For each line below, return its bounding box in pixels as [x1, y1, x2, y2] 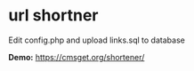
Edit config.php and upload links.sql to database [8, 35, 186, 45]
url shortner [8, 5, 99, 26]
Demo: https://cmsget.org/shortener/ [8, 51, 145, 62]
